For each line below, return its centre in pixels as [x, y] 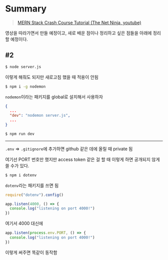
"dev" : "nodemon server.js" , [40, 116]
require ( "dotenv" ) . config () [34, 195]
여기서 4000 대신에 [24, 223]
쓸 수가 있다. [17, 165]
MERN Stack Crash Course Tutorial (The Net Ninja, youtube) [79, 23]
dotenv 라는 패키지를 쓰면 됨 [32, 185]
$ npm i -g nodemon [25, 86]
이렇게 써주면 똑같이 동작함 [31, 252]
